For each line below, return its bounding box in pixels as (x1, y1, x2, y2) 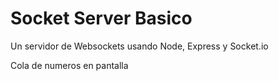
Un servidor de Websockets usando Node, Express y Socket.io (10, 40, 269, 52)
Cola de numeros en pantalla (10, 59, 129, 71)
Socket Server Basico (10, 7, 193, 30)
